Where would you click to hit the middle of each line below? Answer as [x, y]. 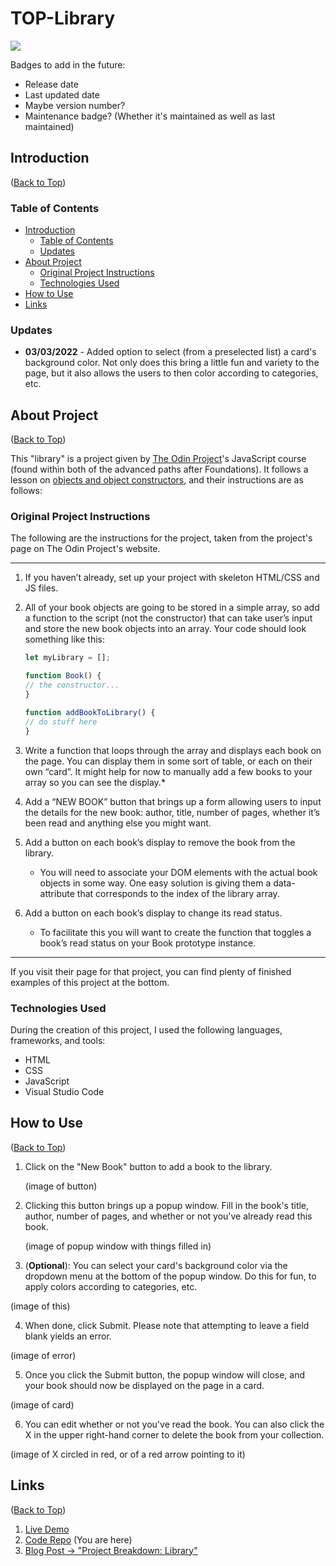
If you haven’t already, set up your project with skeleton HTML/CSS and [172, 578]
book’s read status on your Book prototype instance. [148, 943]
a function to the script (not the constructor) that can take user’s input [168, 618]
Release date [51, 84]
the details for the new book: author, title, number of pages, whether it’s [172, 812]
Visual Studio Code [64, 1091]
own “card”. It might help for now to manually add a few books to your [168, 771]
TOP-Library [63, 18]
